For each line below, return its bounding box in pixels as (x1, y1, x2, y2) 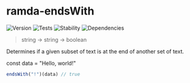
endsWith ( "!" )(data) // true (6, 71, 80, 77)
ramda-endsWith (6, 4, 94, 18)
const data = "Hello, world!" (6, 59, 76, 67)
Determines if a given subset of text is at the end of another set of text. (6, 47, 185, 55)
